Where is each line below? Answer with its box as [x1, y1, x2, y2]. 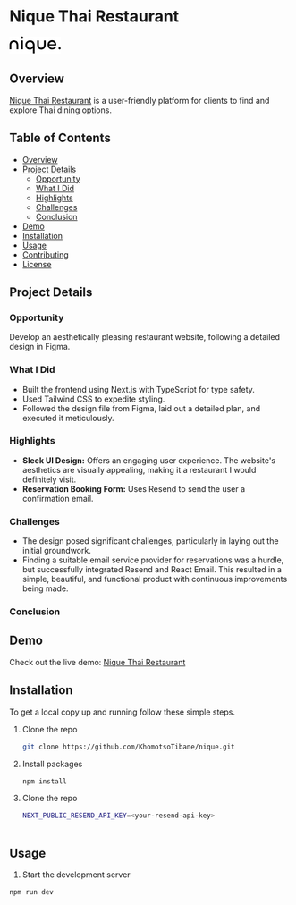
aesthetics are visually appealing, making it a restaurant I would [21, 464, 257, 475]
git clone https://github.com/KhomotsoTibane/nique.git [21, 742, 235, 751]
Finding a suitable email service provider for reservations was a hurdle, [21, 554, 284, 565]
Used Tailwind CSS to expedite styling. [21, 393, 165, 404]
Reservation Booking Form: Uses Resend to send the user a [21, 483, 246, 494]
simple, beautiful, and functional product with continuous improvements [21, 574, 288, 585]
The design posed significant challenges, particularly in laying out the [21, 536, 279, 546]
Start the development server [21, 869, 131, 880]
